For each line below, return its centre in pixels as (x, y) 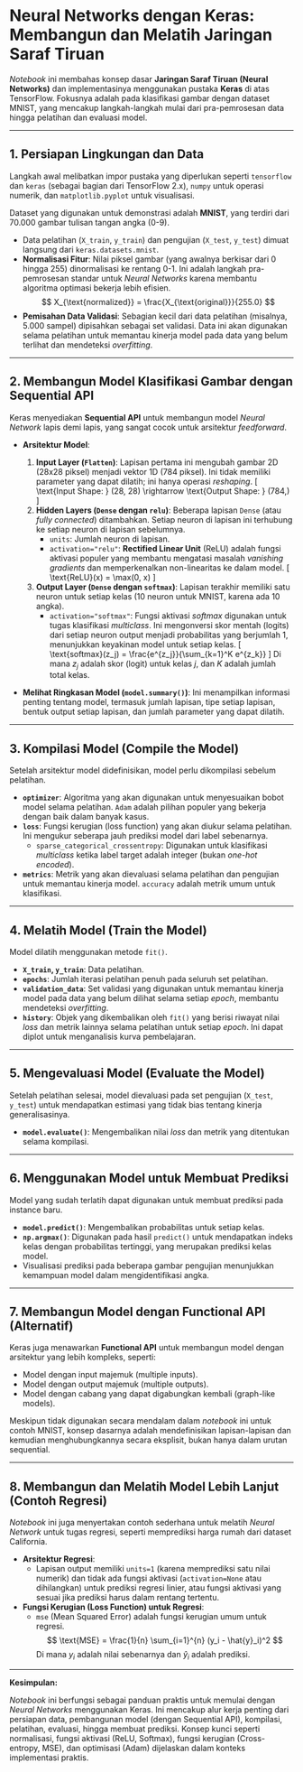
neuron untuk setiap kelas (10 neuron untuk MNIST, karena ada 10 (158, 596)
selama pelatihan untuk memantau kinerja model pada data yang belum (155, 335)
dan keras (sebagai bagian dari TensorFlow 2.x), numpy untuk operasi (137, 185)
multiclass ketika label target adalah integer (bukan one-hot (147, 855)
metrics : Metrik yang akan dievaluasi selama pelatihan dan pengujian (151, 874)
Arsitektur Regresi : (59, 1559)
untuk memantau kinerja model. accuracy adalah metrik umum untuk (149, 884)
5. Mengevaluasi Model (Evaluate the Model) (137, 1074)
